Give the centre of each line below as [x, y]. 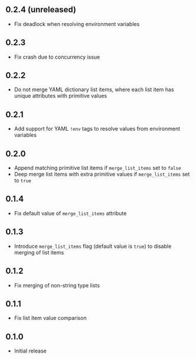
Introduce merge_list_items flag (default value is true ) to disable [93, 246]
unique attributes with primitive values [61, 96]
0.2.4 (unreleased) [41, 10]
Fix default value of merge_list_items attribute [70, 213]
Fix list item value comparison [50, 318]
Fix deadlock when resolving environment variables [77, 24]
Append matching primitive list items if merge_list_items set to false [97, 168]
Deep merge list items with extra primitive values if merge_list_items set [102, 174]
